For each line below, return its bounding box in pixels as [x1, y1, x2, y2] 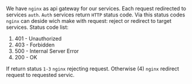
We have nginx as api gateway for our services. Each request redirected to [6, 5, 187, 12]
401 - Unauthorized [14, 35, 62, 42]
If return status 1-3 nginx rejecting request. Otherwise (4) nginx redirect [6, 65, 179, 72]
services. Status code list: [6, 23, 69, 31]
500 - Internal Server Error [14, 48, 79, 55]
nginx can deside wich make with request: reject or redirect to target [6, 18, 171, 24]
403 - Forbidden [14, 41, 55, 48]
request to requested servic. [6, 72, 75, 78]
